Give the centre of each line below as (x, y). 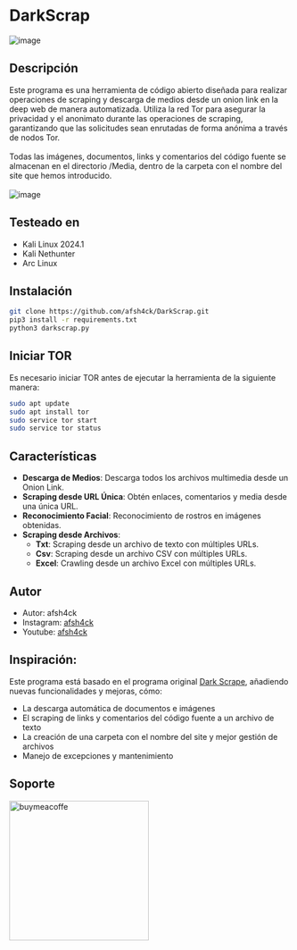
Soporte (32, 784)
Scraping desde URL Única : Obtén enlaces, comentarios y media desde (155, 497)
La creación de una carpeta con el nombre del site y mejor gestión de (150, 736)
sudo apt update (39, 403)
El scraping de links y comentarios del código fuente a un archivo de (148, 718)
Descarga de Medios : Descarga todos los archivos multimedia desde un (155, 478)
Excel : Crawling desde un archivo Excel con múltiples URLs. (146, 563)
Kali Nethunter (49, 253)
